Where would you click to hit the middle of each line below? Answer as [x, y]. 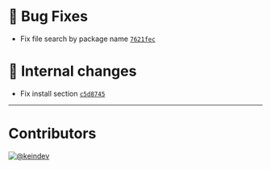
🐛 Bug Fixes [48, 16]
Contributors [52, 134]
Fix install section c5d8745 [63, 93]
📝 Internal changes [73, 71]
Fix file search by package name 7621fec [88, 39]
